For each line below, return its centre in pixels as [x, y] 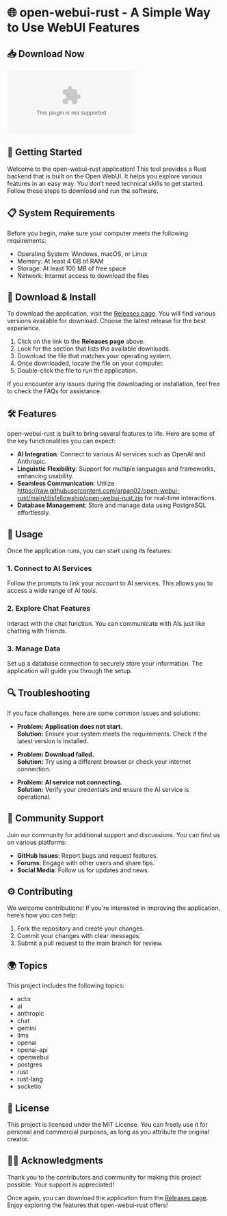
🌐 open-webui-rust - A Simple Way [109, 13]
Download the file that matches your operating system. [94, 356]
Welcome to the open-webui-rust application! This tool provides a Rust [107, 169]
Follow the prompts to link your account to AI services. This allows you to [110, 583]
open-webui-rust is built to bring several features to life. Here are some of [111, 434]
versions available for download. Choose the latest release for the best [107, 321]
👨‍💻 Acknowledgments [55, 1161]
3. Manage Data [34, 648]
